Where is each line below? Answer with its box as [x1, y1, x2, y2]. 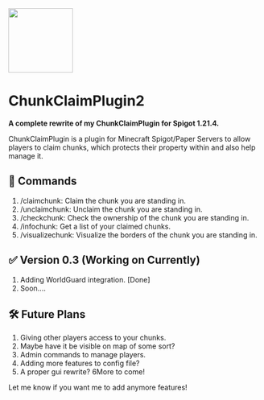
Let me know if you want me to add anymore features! [8, 382, 188, 393]
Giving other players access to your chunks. [19, 333, 167, 343]
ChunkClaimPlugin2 [8, 92, 145, 110]
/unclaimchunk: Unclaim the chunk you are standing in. [19, 204, 203, 214]
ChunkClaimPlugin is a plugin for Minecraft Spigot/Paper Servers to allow [8, 134, 251, 143]
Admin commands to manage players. [19, 350, 146, 360]
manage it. [8, 151, 43, 160]
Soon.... [19, 283, 46, 293]
